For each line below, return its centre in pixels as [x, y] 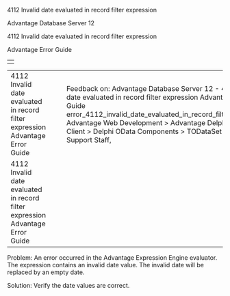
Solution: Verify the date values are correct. [68, 285]
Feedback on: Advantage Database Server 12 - [143, 89]
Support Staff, [89, 140]
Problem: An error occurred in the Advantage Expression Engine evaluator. [112, 258]
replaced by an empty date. [46, 272]
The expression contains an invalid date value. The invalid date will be [105, 265]
